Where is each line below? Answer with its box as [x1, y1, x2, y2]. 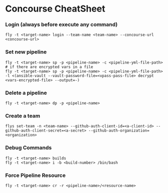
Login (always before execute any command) [5, 21, 118, 28]
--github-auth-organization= [88, 128, 150, 134]
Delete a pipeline [5, 89, 47, 96]
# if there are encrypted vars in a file [5, 64, 94, 70]
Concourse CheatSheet [5, 3, 106, 15]
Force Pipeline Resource [5, 172, 66, 179]
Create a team [5, 112, 40, 119]
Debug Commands [5, 144, 52, 151]
